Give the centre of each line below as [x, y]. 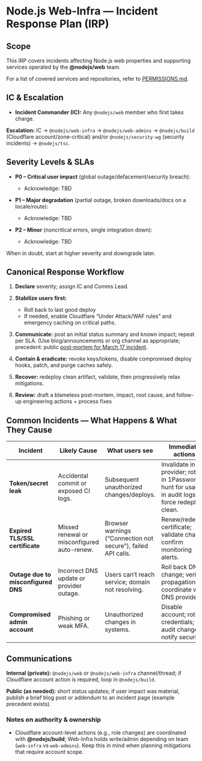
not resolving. [124, 590]
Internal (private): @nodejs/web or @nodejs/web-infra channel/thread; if [94, 673]
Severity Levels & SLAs [50, 162]
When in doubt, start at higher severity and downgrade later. [81, 253]
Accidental [73, 476]
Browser [117, 523]
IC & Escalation [35, 98]
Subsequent [122, 479]
